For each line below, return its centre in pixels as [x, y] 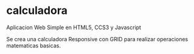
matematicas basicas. [33, 46]
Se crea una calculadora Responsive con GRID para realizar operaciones [97, 39]
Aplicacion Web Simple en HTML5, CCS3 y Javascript [74, 27]
